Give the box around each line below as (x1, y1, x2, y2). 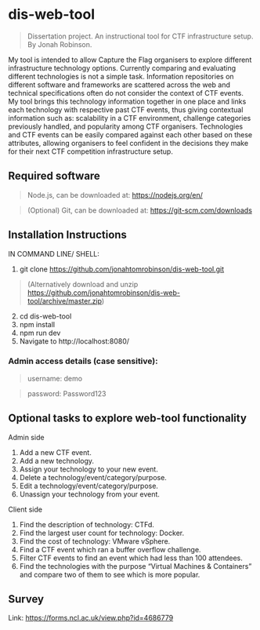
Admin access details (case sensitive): (8, 355, 158, 366)
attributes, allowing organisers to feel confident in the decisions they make (8, 138, 249, 147)
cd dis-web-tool (19, 311, 72, 321)
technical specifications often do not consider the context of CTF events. (8, 88, 244, 97)
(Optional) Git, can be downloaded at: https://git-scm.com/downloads (27, 206, 253, 215)
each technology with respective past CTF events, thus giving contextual (8, 104, 244, 115)
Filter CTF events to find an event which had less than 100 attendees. (19, 553, 243, 563)
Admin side (8, 432, 45, 442)
